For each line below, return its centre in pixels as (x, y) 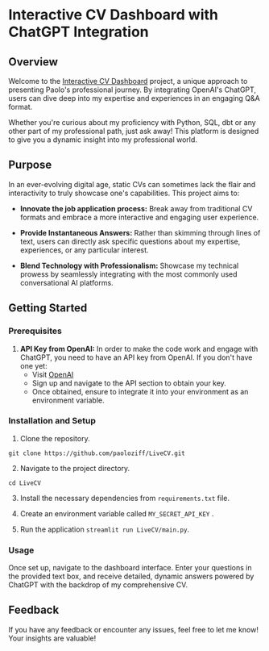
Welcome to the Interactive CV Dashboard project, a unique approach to (128, 81)
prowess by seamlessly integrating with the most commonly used (128, 274)
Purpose (30, 165)
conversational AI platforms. (67, 282)
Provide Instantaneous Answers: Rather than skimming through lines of (140, 232)
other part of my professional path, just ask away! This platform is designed (134, 131)
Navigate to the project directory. (75, 468)
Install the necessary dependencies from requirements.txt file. (125, 498)
